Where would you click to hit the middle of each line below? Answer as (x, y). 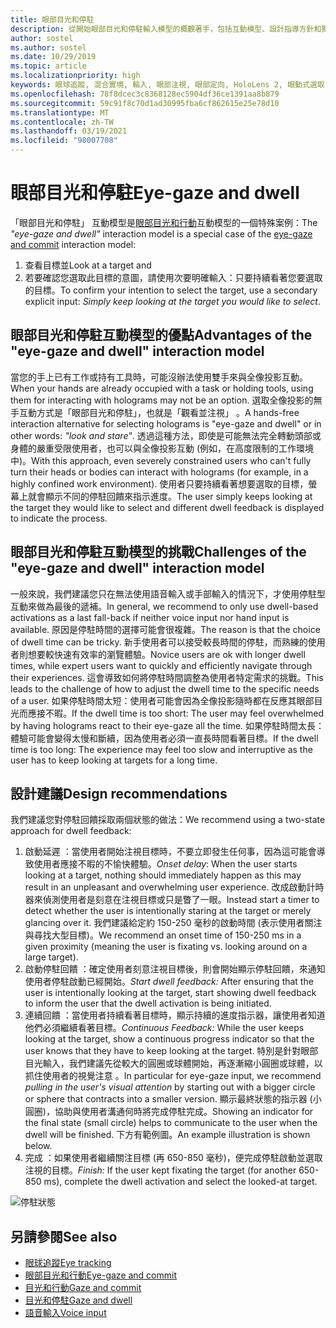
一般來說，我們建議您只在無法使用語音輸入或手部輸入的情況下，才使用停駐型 (168, 593)
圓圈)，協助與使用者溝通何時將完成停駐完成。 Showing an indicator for (169, 1112)
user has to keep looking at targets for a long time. (114, 760)
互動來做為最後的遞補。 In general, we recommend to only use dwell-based (164, 606)
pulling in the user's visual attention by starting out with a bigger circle (170, 1087)
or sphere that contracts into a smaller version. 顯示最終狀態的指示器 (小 (173, 1099)
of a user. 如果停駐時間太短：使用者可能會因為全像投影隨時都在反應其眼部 (162, 700)
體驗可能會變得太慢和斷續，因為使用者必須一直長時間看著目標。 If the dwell (164, 738)
